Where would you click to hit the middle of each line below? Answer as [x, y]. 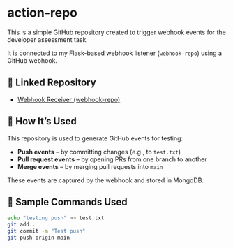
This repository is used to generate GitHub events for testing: [95, 138]
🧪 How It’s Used [42, 121]
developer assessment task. [48, 39]
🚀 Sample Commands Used [67, 202]
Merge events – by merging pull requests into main [90, 166]
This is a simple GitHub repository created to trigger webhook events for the [117, 32]
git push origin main [39, 238]
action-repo [43, 13]
